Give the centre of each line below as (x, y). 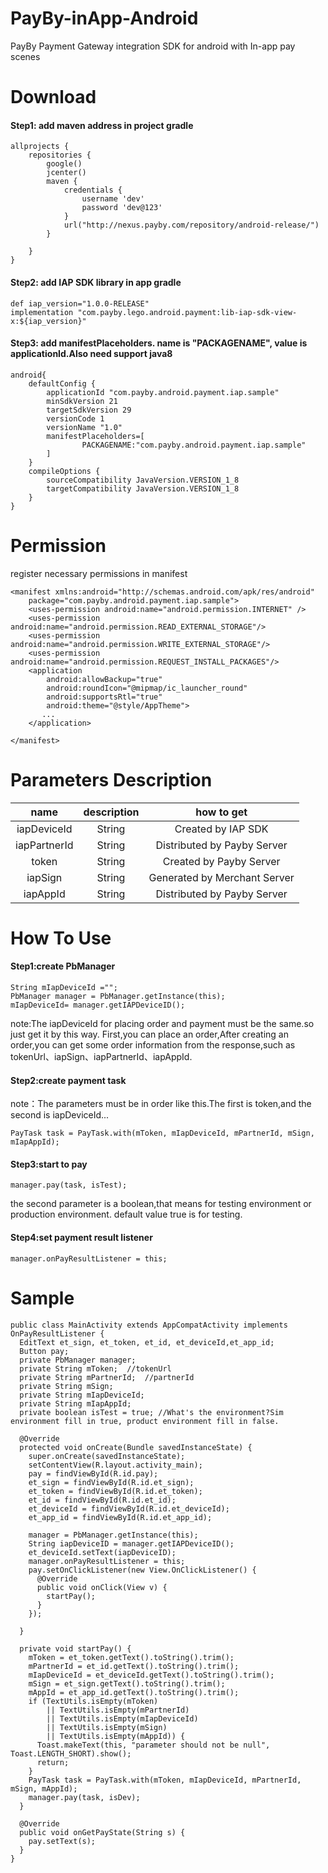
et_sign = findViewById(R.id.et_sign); (111, 1482)
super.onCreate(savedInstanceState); (107, 1456)
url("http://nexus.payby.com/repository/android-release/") (191, 225)
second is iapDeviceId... (60, 1115)
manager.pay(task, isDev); (84, 1797)
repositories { (60, 155)
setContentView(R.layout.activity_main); (115, 1465)
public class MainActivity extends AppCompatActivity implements (149, 1325)
